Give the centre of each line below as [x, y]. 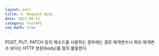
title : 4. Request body [29, 14]
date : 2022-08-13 [23, 19]
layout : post [18, 9]
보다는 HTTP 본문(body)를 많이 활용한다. [49, 48]
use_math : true [20, 28]
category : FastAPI [24, 23]
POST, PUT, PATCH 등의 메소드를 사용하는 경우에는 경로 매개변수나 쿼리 [73, 42]
